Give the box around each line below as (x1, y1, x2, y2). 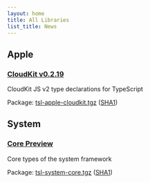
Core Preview (7, 139, 53, 148)
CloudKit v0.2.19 (7, 69, 64, 79)
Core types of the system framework (7, 155, 112, 163)
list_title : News (7, 23, 57, 30)
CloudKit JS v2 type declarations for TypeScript (7, 85, 144, 93)
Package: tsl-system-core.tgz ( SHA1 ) (7, 168, 113, 176)
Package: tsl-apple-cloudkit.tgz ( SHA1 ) (7, 98, 118, 107)
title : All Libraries (7, 17, 70, 23)
